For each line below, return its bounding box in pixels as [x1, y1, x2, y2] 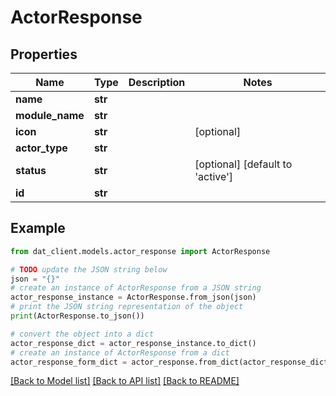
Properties [10, 46, 78, 63]
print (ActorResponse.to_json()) [10, 311, 145, 321]
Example [10, 220, 66, 237]
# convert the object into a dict [10, 329, 155, 339]
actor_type [15, 141, 68, 155]
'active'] [194, 170, 234, 183]
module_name [15, 109, 85, 122]
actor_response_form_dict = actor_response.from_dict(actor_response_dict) [10, 357, 333, 367]
